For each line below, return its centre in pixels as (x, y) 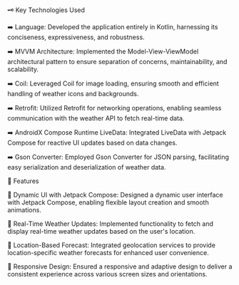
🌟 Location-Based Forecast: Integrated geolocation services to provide (112, 245)
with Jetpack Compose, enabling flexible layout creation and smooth (108, 202)
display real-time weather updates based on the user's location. (101, 231)
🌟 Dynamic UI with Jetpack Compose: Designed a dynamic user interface (115, 195)
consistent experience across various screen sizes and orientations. (107, 274)
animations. (24, 210)
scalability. (23, 69)
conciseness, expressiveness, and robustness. (76, 37)
